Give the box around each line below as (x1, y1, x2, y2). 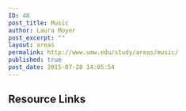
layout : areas (8, 41, 55, 49)
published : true (8, 56, 62, 64)
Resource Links (8, 93, 86, 106)
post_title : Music (8, 19, 69, 27)
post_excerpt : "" (8, 33, 66, 42)
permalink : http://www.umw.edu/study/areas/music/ (8, 48, 179, 56)
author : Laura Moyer (8, 26, 77, 34)
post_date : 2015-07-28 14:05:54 (8, 63, 115, 71)
